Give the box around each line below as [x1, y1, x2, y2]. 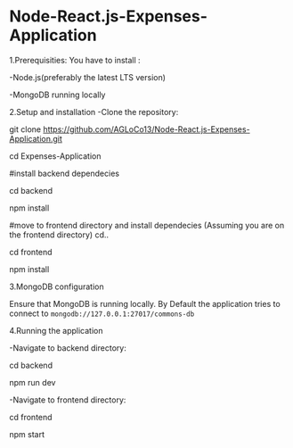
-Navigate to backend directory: [9, 342, 126, 353]
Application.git [9, 133, 62, 144]
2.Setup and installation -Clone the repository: [9, 106, 179, 117]
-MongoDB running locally [9, 89, 106, 100]
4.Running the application [9, 325, 103, 336]
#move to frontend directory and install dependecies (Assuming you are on [9, 220, 285, 230]
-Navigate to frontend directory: [9, 394, 126, 405]
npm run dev [9, 377, 56, 387]
